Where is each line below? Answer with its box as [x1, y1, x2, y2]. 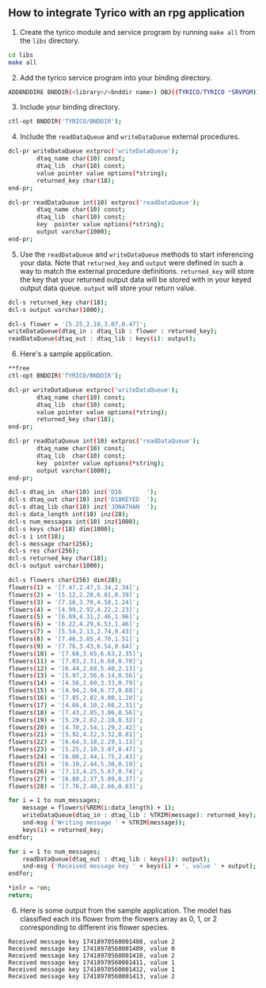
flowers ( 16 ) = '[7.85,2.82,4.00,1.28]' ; [8, 694, 144, 702]
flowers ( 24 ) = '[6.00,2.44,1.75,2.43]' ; [8, 753, 144, 761]
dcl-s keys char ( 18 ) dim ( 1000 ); [8, 525, 115, 533]
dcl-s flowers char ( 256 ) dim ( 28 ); [8, 576, 123, 584]
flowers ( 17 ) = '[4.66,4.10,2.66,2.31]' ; [8, 701, 144, 709]
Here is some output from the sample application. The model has [19, 906, 232, 915]
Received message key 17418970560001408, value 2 [8, 937, 176, 945]
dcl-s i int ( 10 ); [8, 532, 66, 541]
